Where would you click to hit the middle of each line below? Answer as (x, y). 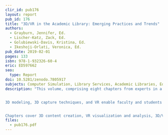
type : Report (23, 75)
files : (12, 120)
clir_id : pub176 (22, 10)
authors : (14, 28)
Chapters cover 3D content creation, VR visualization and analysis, (79, 115)
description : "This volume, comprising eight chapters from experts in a (84, 89)
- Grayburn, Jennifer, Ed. (38, 33)
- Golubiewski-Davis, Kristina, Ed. (48, 42)
